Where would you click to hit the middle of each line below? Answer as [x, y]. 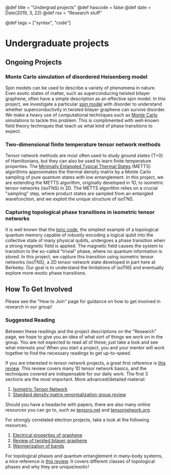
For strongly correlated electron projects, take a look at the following [77, 420]
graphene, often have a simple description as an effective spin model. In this [86, 99]
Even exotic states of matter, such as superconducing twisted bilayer [78, 93]
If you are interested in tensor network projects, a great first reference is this [86, 363]
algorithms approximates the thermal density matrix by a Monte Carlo [78, 172]
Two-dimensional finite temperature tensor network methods [83, 144]
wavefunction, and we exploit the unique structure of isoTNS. [70, 199]
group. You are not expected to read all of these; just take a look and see [82, 342]
